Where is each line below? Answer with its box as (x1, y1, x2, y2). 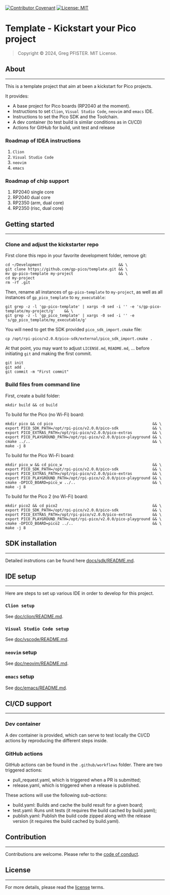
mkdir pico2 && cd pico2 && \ (5, 503, 162, 508)
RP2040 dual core (12, 195, 51, 201)
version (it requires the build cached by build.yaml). (12, 818, 120, 824)
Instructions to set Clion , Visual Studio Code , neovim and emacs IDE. (12, 108, 154, 114)
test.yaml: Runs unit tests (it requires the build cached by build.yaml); (12, 807, 157, 813)
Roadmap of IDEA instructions (5, 137, 81, 144)
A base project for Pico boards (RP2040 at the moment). (12, 103, 131, 109)
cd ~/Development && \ (5, 262, 128, 268)
